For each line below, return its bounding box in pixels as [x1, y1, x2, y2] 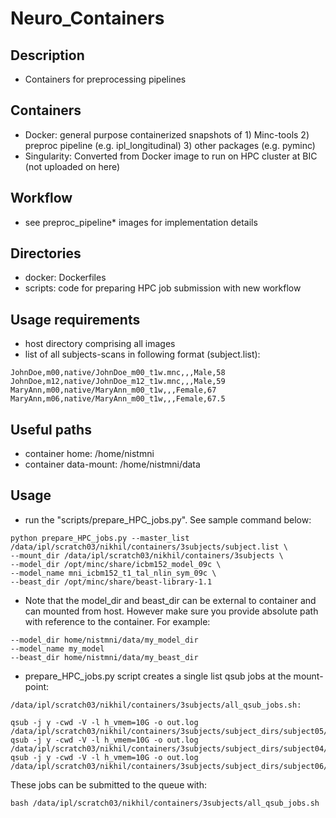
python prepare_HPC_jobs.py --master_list [10, 533, 190, 543]
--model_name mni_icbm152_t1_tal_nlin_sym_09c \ [10, 568, 217, 578]
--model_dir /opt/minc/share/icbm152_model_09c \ [10, 559, 222, 569]
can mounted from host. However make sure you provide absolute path [24, 605, 319, 617]
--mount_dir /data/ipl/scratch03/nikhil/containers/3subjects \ [10, 550, 284, 561]
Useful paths [10, 421, 92, 438]
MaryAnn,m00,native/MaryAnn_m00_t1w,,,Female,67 [10, 385, 217, 396]
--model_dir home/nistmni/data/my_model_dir [10, 635, 199, 645]
